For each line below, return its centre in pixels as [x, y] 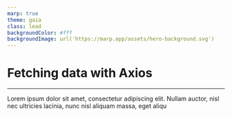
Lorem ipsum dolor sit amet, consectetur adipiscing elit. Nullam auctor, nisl [113, 99]
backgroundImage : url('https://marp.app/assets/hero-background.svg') [111, 39]
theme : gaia [24, 20]
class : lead [24, 26]
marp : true [23, 13]
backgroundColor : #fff [40, 33]
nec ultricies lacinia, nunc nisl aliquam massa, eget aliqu [87, 106]
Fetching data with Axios [80, 73]
